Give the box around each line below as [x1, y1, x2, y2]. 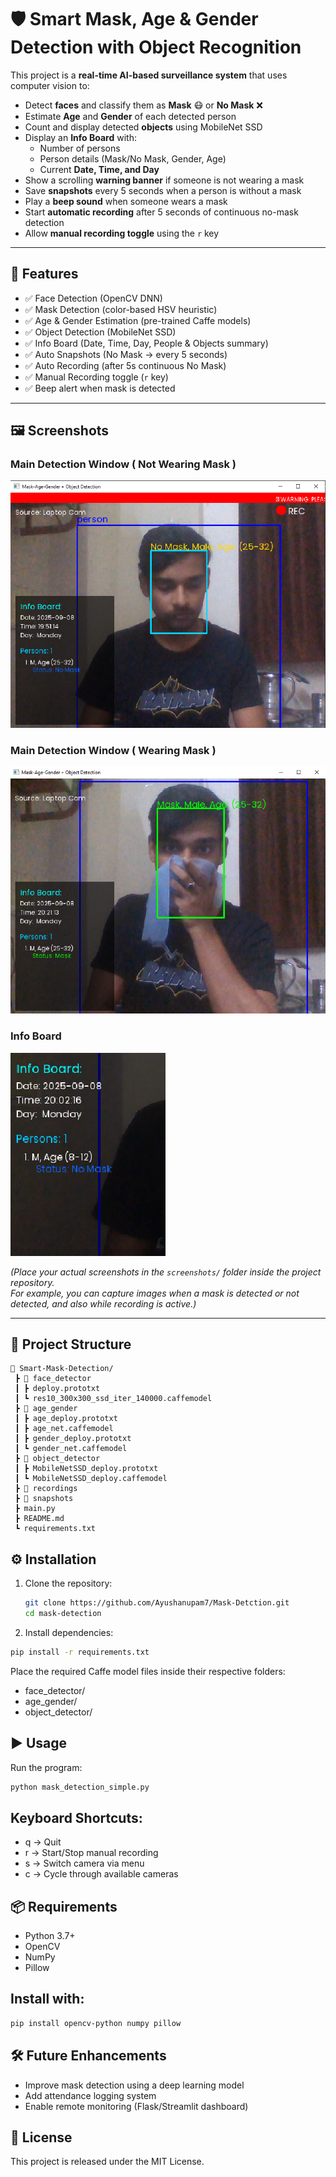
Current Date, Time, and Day [39, 163, 160, 175]
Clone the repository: [24, 1577, 113, 1590]
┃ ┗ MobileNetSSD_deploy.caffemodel [14, 1474, 168, 1484]
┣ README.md [14, 1514, 65, 1524]
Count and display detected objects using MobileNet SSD [24, 121, 263, 133]
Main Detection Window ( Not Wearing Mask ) [10, 457, 237, 471]
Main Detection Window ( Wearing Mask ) [10, 743, 217, 757]
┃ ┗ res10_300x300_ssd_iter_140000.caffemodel [14, 1394, 213, 1404]
